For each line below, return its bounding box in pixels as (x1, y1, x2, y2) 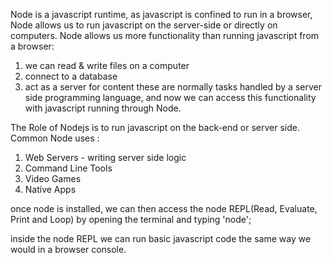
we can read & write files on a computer (24, 60, 190, 71)
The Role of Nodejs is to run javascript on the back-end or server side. (10, 122, 300, 133)
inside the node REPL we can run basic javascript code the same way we (10, 233, 312, 244)
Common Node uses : (10, 132, 100, 144)
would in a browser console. (10, 244, 127, 255)
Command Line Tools (24, 162, 113, 174)
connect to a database (24, 70, 118, 82)
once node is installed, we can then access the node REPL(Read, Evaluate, (10, 203, 318, 214)
